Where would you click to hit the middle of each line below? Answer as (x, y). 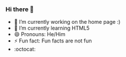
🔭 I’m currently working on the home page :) (67, 22)
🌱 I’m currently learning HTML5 (52, 28)
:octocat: (25, 49)
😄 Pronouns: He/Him (40, 34)
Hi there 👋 (20, 9)
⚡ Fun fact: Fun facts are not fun (53, 41)
